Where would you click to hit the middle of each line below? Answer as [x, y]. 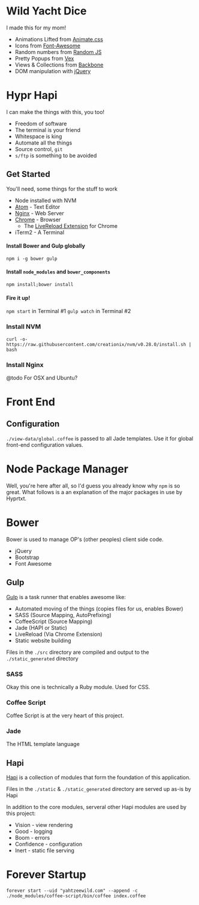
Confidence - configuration [49, 844]
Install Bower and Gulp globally [46, 246]
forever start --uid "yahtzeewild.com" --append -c [72, 891]
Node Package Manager [67, 469]
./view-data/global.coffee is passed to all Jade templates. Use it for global [100, 438]
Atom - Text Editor [37, 207]
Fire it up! [18, 297]
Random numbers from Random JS [58, 52]
